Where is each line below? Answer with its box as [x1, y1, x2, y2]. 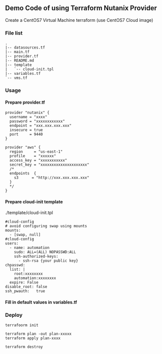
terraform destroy [5, 345, 43, 350]
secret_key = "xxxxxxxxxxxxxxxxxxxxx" [9, 162, 90, 168]
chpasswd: [5, 263, 26, 268]
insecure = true [9, 127, 43, 133]
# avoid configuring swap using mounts [5, 224, 87, 229]
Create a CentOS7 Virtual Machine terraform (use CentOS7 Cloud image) [5, 17, 154, 23]
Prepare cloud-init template [5, 198, 63, 205]
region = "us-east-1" [9, 149, 63, 154]
